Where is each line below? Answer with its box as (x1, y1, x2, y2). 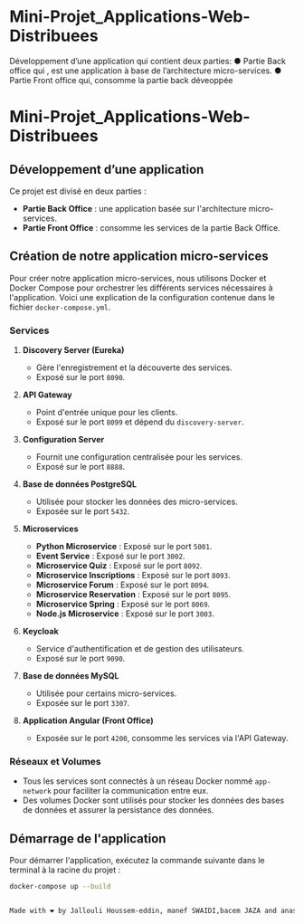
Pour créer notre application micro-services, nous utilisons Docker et (9, 272, 267, 283)
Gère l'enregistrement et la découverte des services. (35, 362, 233, 373)
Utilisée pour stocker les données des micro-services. (35, 496, 238, 508)
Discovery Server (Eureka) (22, 345, 125, 356)
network (22, 787, 52, 796)
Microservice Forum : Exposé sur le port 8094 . (35, 579, 210, 590)
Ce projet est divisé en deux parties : (9, 186, 147, 196)
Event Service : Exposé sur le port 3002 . (35, 550, 185, 562)
